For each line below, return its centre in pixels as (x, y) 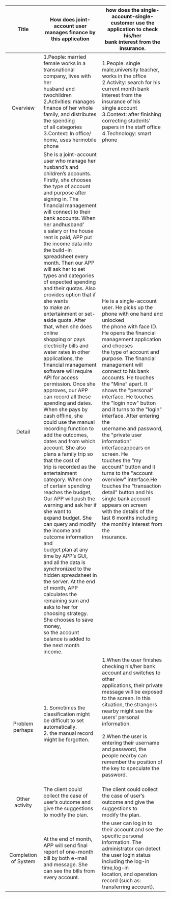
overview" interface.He (130, 480)
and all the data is (64, 562)
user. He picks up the (127, 307)
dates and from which (69, 441)
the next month (61, 645)
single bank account (126, 498)
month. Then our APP (69, 263)
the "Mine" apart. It (125, 384)
